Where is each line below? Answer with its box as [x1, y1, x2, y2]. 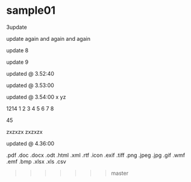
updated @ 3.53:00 [6, 82, 54, 89]
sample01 [6, 4, 56, 17]
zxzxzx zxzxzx [6, 128, 43, 135]
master [111, 169, 128, 177]
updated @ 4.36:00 [6, 139, 55, 147]
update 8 [6, 46, 29, 54]
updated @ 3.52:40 [6, 70, 54, 77]
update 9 [6, 58, 29, 65]
